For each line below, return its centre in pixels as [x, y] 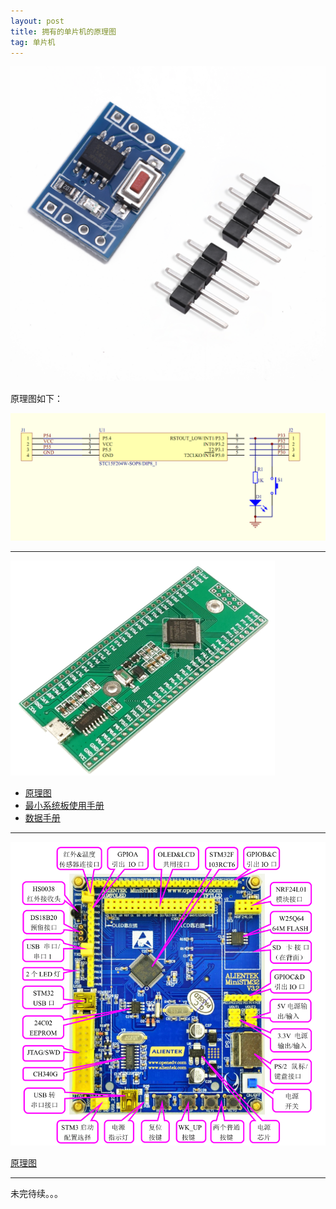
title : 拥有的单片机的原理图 [63, 31]
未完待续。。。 [36, 1193]
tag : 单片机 [33, 42]
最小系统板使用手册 [64, 805]
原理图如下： [36, 399]
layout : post [37, 21]
